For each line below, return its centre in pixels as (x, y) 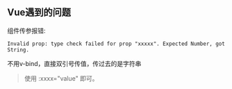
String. (18, 50)
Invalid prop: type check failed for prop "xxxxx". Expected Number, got (116, 44)
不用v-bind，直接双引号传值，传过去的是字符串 (74, 63)
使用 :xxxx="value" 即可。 (61, 78)
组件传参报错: (27, 31)
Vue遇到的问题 (39, 13)
